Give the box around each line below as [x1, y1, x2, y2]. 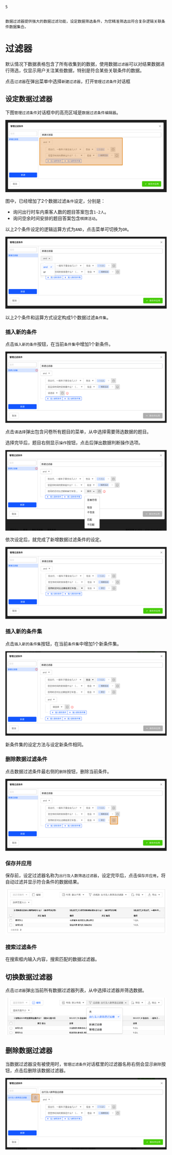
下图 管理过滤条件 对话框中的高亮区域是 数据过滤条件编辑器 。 [5, 109, 121, 115]
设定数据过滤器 [5, 94, 53, 104]
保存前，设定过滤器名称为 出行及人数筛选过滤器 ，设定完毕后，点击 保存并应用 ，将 [5, 872, 166, 879]
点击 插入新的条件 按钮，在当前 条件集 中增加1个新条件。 [5, 341, 114, 348]
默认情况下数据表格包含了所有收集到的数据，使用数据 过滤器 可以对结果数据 [5, 61, 160, 67]
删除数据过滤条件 [5, 756, 48, 763]
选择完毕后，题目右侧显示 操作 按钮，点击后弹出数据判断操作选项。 [5, 439, 143, 446]
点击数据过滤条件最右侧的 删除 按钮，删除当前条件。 [5, 768, 112, 774]
